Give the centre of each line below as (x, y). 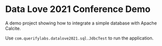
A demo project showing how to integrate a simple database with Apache (81, 23)
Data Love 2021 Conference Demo (78, 9)
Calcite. (13, 28)
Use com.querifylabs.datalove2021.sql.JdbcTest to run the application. (79, 38)
